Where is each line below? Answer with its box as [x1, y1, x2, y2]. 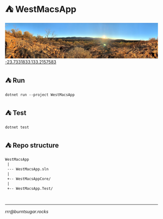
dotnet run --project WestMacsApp [5, 92, 75, 97]
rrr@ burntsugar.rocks [5, 208, 49, 214]
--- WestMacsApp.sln [7, 167, 49, 171]
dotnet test [5, 125, 29, 130]
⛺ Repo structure [5, 141, 59, 150]
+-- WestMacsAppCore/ [7, 176, 51, 181]
